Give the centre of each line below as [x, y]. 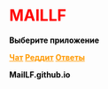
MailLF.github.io [40, 74]
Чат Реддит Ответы [47, 57]
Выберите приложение [54, 40]
